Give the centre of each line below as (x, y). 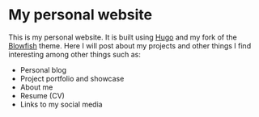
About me (36, 87)
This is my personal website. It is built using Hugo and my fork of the (123, 37)
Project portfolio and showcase (72, 78)
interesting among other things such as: (75, 54)
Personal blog (43, 69)
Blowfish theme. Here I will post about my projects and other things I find (130, 45)
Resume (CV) (42, 95)
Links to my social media (61, 104)
